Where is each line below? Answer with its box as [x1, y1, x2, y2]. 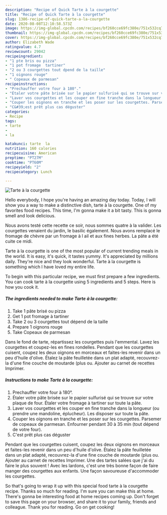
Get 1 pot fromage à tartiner [12, 314, 69, 320]
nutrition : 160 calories [5, 146, 57, 151]
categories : [5, 109, 30, 115]
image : [5, 26, 19, 31]
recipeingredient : [5, 53, 43, 59]
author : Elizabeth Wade [5, 40, 55, 45]
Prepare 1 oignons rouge [12, 324, 63, 330]
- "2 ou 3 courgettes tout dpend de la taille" [5, 68, 106, 73]
